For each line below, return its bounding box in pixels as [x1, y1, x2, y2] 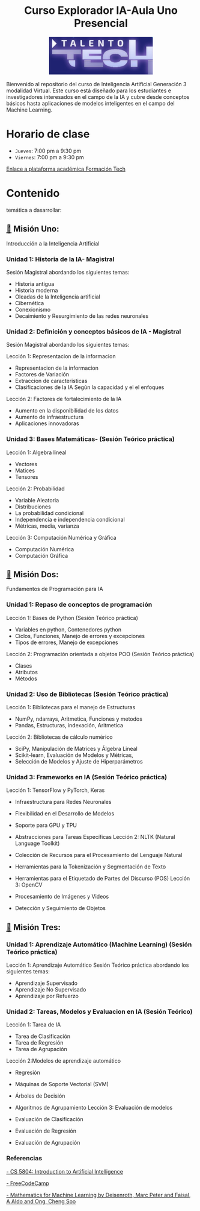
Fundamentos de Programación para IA [6, 586, 103, 593]
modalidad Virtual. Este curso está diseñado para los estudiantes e [6, 87, 171, 94]
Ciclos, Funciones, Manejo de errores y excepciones [14, 632, 145, 639]
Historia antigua [14, 280, 55, 287]
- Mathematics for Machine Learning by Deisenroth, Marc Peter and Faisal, [6, 1191, 191, 1198]
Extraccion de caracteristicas [14, 378, 88, 385]
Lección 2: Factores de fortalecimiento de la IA [6, 396, 122, 403]
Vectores [14, 460, 38, 467]
